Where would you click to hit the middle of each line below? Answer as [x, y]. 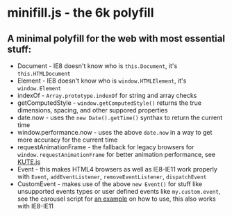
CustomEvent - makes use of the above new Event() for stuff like [110, 184]
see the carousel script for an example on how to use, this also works [117, 199]
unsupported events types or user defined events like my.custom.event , [119, 191]
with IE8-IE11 [35, 206]
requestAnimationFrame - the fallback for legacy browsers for [106, 147]
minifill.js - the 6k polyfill [81, 13]
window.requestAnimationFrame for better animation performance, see [116, 155]
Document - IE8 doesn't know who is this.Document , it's [97, 66]
